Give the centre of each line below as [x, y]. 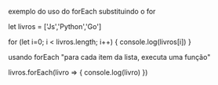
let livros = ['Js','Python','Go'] [55, 26]
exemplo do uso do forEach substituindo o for [82, 11]
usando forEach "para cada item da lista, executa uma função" [109, 57]
